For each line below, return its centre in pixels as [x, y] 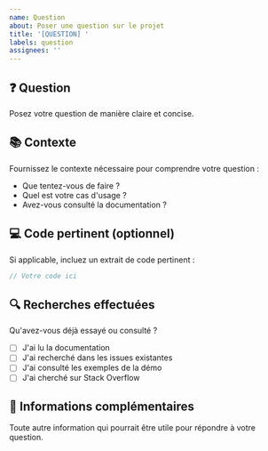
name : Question [37, 17]
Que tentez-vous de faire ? [71, 185]
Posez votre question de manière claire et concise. [102, 113]
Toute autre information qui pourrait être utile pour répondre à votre [132, 428]
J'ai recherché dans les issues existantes [97, 358]
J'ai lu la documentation [66, 348]
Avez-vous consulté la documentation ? [94, 205]
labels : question [41, 42]
